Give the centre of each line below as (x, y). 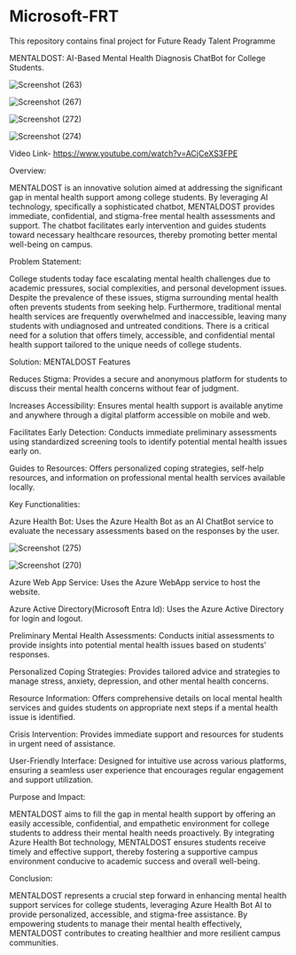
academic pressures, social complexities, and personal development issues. (148, 288)
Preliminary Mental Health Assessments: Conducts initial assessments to (142, 635)
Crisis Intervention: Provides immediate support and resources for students (146, 734)
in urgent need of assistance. (62, 743)
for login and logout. (46, 618)
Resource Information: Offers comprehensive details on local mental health (146, 698)
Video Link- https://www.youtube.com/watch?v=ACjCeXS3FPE (124, 153)
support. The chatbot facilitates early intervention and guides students (138, 225)
